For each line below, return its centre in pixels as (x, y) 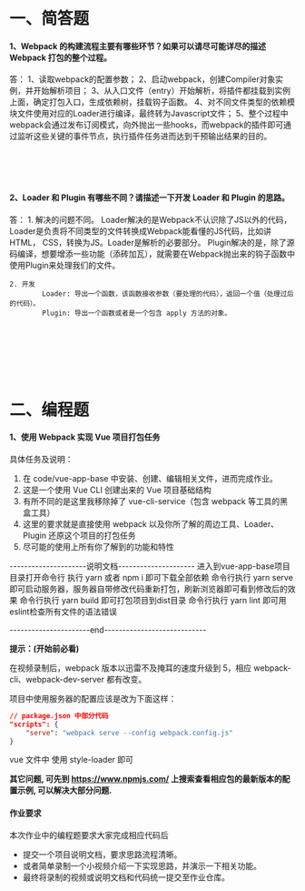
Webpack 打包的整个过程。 (60, 57)
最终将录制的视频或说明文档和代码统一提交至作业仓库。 (126, 877)
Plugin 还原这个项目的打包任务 (79, 535)
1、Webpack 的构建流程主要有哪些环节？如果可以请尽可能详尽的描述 (138, 46)
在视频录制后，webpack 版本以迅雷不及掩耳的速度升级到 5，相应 (131, 668)
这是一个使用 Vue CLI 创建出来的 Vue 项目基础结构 (117, 490)
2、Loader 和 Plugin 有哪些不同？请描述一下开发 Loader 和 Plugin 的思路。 (150, 197)
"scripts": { (34, 724)
